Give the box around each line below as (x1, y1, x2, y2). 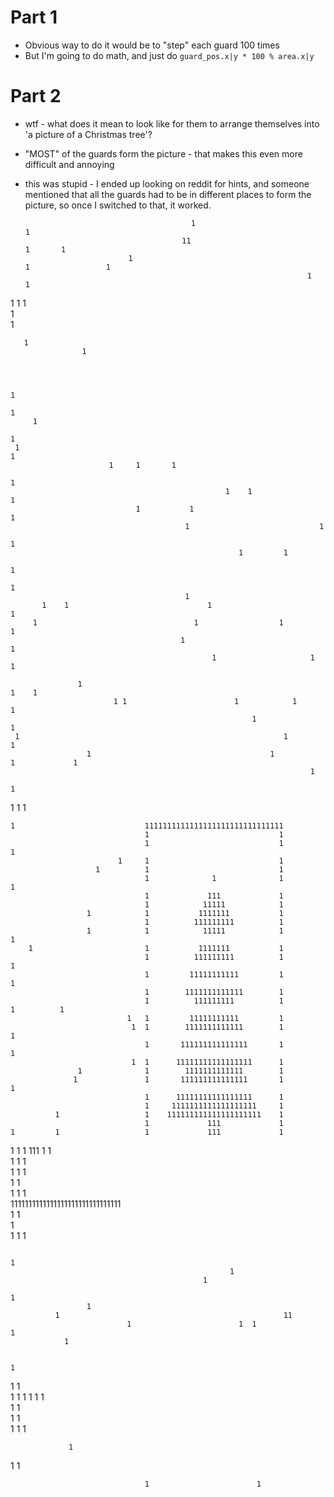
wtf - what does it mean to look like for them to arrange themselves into (24, 117, 320, 130)
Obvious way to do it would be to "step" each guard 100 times (24, 39, 280, 51)
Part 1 (10, 6, 58, 29)
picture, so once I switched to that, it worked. (24, 199, 212, 211)
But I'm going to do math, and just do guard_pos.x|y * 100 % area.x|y (24, 49, 315, 61)
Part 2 (10, 85, 62, 108)
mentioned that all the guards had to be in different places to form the (24, 188, 312, 200)
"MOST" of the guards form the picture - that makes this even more (24, 147, 303, 160)
